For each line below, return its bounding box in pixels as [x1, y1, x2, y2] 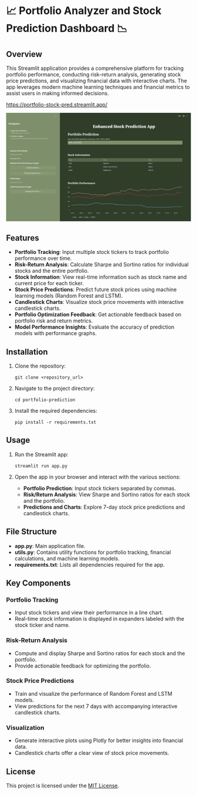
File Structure [6, 527, 57, 537]
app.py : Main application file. [14, 542, 86, 549]
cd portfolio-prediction [14, 397, 76, 403]
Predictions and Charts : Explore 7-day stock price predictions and [23, 503, 185, 510]
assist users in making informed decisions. [6, 90, 110, 96]
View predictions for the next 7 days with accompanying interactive [14, 703, 178, 710]
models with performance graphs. [14, 330, 97, 337]
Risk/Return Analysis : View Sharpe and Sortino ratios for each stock [23, 491, 191, 498]
